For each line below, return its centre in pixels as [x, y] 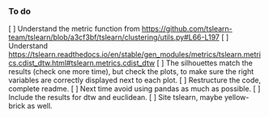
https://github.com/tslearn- [187, 29]
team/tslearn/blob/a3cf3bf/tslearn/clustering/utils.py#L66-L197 [114, 37]
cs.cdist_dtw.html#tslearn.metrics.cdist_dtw [82, 63]
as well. [40, 106]
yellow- [237, 98]
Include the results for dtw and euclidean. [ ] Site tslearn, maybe [115, 98]
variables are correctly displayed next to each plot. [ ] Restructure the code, [135, 80]
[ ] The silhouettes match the [205, 63]
